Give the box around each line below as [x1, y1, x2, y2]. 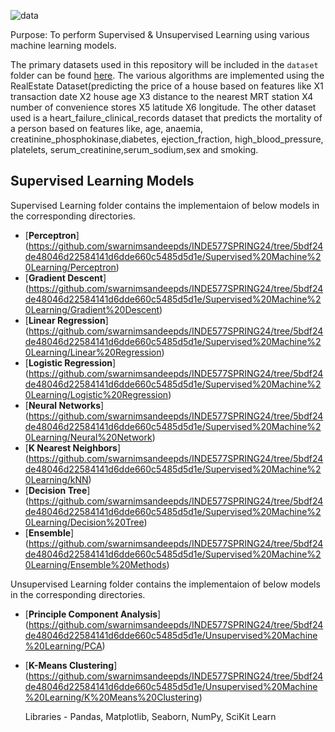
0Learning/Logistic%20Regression [24, 388, 169, 400]
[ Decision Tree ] [24, 484, 91, 496]
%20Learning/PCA [24, 640, 103, 652]
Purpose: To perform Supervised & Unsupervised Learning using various [10, 29, 310, 40]
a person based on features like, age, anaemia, [10, 123, 203, 134]
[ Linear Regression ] [24, 314, 109, 326]
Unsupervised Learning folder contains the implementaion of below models [10, 578, 321, 590]
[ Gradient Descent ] [24, 271, 107, 284]
